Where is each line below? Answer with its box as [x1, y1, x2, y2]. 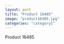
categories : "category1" [5, 21, 55, 26]
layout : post [5, 7, 32, 12]
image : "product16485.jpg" [5, 16, 60, 21]
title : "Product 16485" [5, 12, 53, 17]
